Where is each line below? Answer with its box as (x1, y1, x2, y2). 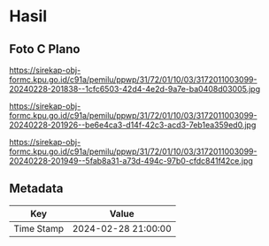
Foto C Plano (9, 42, 81, 57)
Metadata (9, 181, 64, 196)
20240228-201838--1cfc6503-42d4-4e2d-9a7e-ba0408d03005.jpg (9, 84, 261, 94)
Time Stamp (13, 222, 65, 234)
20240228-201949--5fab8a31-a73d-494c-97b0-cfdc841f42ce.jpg (9, 156, 254, 165)
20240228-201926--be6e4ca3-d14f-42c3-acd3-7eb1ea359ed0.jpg (9, 119, 257, 130)
